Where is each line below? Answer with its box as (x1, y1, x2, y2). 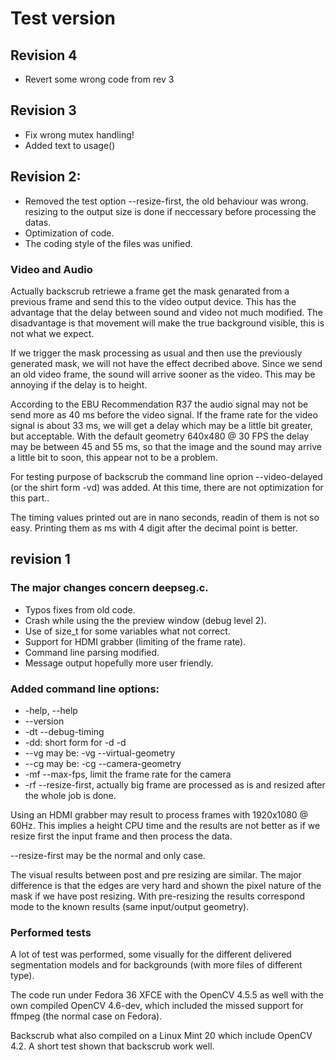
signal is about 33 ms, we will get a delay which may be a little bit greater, (10, 419, 313, 431)
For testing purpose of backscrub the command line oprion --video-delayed (10, 470, 323, 482)
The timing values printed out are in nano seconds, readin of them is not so (10, 511, 320, 523)
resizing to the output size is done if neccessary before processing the (24, 205, 317, 217)
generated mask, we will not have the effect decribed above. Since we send (10, 357, 323, 369)
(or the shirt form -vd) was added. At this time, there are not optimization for (10, 481, 324, 493)
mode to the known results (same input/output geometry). (10, 900, 250, 912)
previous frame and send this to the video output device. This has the (10, 295, 297, 307)
